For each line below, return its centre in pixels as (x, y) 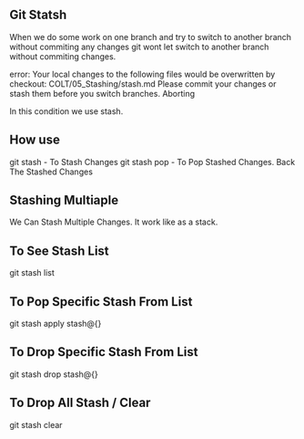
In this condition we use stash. (66, 111)
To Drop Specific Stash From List (104, 352)
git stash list (32, 273)
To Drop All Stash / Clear (80, 403)
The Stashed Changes (51, 172)
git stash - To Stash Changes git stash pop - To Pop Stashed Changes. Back (152, 162)
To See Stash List (59, 251)
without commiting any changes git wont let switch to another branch (139, 47)
